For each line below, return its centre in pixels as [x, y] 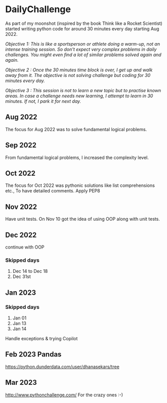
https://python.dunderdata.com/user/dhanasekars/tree [62, 367]
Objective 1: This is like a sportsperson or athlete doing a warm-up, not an [83, 44]
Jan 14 [19, 329]
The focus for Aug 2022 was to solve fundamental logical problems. [76, 129]
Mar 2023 [21, 382]
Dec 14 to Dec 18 [30, 271]
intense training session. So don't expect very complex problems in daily [81, 49]
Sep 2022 [21, 145]
